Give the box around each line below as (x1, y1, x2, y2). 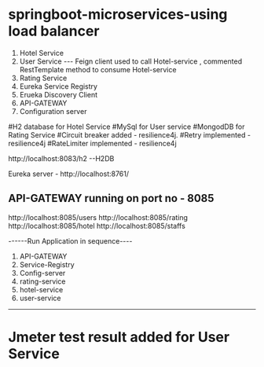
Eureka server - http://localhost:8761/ (8, 169, 130, 178)
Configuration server (19, 106, 87, 116)
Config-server (19, 268, 66, 277)
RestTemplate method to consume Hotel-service (19, 64, 177, 74)
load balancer (8, 22, 100, 40)
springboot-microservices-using (8, 6, 228, 24)
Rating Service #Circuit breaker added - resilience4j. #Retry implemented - (8, 130, 251, 139)
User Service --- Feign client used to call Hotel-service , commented (19, 57, 242, 66)
